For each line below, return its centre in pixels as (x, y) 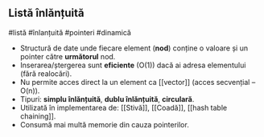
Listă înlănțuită (46, 13)
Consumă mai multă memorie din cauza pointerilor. (104, 124)
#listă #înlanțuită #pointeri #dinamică (70, 32)
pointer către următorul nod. (68, 56)
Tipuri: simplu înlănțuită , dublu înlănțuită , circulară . (107, 99)
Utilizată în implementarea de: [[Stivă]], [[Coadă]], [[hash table (124, 107)
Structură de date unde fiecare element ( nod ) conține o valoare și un (134, 48)
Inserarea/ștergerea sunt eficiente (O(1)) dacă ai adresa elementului (133, 65)
